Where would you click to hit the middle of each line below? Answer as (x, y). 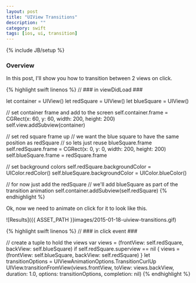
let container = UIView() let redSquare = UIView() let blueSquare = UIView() (98, 101)
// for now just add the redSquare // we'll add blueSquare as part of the (92, 185)
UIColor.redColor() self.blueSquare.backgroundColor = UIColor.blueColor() (97, 173)
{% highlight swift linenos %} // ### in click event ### (72, 231)
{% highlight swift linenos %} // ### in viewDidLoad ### (74, 90)
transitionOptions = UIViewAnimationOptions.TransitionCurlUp (81, 261)
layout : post (22, 11)
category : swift (26, 28)
